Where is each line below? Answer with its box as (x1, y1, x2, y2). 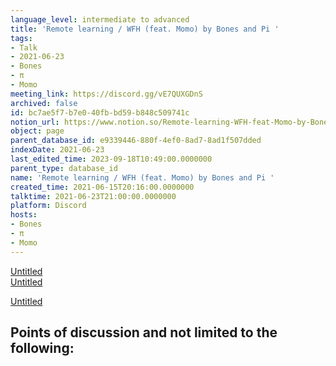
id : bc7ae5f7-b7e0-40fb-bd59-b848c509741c (10, 107, 190, 118)
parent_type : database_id (10, 163, 118, 173)
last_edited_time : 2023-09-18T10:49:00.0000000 (10, 154, 213, 164)
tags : (10, 33, 33, 43)
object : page (10, 126, 65, 136)
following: (10, 340, 75, 357)
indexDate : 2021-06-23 (10, 145, 105, 155)
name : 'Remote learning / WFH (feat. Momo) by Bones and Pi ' (10, 172, 275, 183)
